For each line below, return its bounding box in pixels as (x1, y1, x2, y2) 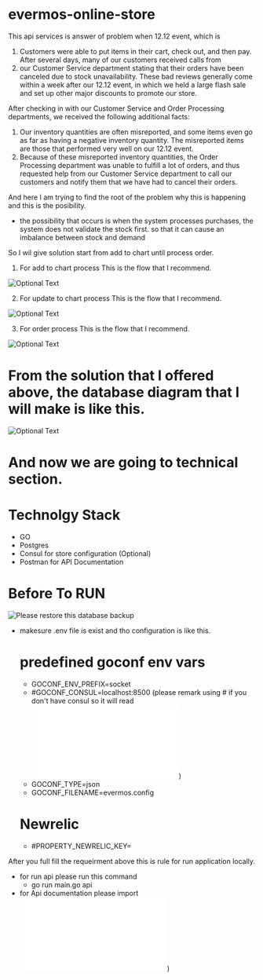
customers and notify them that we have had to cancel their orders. (19, 177, 238, 186)
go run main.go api (31, 879, 93, 889)
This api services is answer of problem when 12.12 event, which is (8, 31, 221, 41)
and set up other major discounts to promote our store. (19, 88, 198, 97)
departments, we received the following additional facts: (8, 112, 190, 121)
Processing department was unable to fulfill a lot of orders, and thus (19, 160, 240, 170)
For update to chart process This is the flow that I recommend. (19, 293, 222, 303)
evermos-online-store (8, 5, 155, 24)
